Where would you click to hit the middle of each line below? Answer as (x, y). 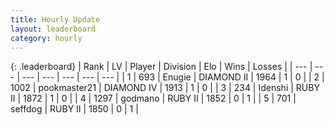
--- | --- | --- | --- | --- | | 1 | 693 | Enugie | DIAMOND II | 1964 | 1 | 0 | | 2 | (173, 77)
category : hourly (46, 38)
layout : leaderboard (53, 29)
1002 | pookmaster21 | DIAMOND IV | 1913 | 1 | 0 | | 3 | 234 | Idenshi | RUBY (165, 88)
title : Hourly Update (55, 19)
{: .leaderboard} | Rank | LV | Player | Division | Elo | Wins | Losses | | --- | (161, 67)
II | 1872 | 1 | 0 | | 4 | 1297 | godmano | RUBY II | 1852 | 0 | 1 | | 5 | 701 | (153, 98)
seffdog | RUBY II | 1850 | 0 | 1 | (74, 109)
